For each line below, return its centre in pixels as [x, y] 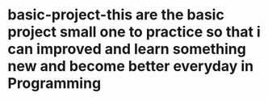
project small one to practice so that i [134, 32]
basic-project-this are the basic [116, 15]
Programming [54, 83]
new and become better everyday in [131, 67]
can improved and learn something [127, 49]
